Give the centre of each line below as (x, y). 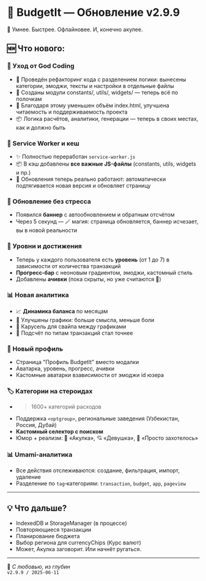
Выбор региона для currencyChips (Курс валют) (78, 543)
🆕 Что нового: (36, 49)
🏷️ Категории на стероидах (50, 392)
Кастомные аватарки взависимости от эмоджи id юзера (90, 375)
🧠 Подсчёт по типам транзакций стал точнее (74, 333)
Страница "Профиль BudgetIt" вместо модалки (77, 362)
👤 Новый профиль (35, 349)
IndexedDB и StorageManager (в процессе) (71, 523)
